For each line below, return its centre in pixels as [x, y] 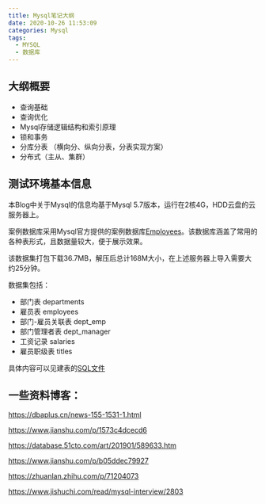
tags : [17, 38]
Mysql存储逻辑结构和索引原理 [68, 127]
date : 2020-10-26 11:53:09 [53, 23]
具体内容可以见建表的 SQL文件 [57, 368]
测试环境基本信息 [50, 184]
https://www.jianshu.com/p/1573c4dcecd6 [78, 430]
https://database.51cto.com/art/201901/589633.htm [92, 445]
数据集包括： [29, 284]
